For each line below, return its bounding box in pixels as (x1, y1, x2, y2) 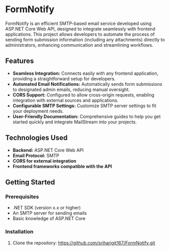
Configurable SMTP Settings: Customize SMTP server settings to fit (12, 103, 156, 109)
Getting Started (5, 178, 55, 186)
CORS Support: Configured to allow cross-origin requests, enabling (12, 91, 155, 98)
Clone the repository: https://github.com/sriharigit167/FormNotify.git (12, 240, 156, 246)
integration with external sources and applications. (12, 97, 119, 103)
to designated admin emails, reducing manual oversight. (12, 86, 130, 92)
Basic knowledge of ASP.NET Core (12, 215, 86, 222)
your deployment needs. (12, 108, 64, 114)
